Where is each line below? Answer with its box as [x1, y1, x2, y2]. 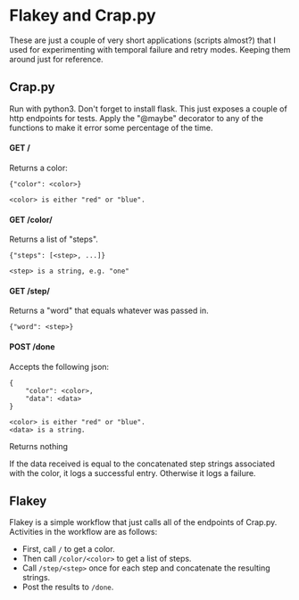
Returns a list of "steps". [9, 234, 98, 245]
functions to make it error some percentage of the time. [9, 122, 213, 133]
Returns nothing [9, 440, 69, 451]
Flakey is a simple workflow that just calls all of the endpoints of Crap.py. [9, 517, 278, 528]
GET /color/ [9, 214, 54, 225]
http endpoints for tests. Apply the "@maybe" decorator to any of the [9, 112, 263, 123]
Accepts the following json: [9, 361, 110, 372]
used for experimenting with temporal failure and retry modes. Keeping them [9, 44, 291, 54]
